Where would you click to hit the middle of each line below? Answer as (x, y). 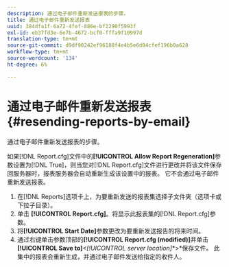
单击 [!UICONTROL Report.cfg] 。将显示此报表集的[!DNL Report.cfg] (113, 213)
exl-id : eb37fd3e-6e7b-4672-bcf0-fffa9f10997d (75, 33)
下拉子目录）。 (37, 205)
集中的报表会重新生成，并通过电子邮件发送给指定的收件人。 (101, 256)
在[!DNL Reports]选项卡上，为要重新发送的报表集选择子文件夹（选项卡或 (119, 196)
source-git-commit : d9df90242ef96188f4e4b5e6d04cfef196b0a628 (98, 45)
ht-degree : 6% (27, 65)
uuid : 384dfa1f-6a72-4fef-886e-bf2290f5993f (72, 26)
